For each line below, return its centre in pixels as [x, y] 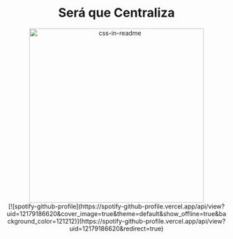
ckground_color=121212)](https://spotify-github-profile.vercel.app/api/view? [116, 221]
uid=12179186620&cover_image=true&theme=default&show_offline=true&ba [116, 213]
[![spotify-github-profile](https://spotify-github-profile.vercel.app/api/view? [116, 206]
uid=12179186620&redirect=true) [116, 229]
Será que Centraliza [116, 13]
